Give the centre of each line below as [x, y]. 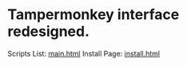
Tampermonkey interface [93, 15]
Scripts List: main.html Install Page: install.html [84, 53]
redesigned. [48, 31]
